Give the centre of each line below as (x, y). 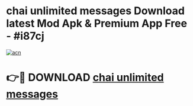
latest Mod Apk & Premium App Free (97, 23)
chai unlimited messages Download (96, 11)
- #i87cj (25, 36)
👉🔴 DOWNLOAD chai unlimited (85, 78)
